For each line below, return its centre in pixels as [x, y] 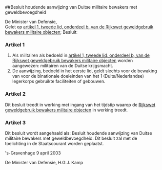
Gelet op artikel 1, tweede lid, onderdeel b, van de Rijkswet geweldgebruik [79, 27]
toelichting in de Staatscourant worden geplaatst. [54, 143]
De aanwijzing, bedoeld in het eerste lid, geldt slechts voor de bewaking [84, 71]
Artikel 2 [15, 94]
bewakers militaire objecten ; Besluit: [41, 32]
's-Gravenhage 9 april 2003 [33, 153]
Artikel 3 [15, 123]
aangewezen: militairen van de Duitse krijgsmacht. [63, 66]
